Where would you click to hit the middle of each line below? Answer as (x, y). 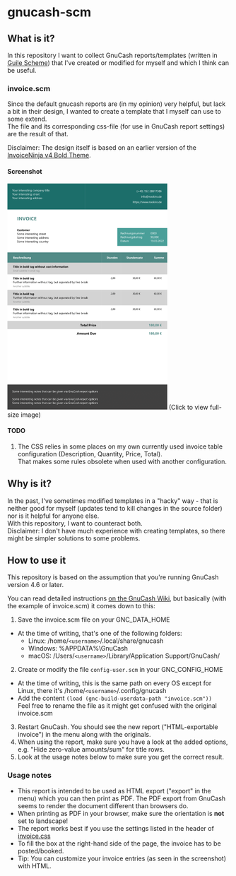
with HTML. (34, 865)
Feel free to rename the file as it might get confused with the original (117, 706)
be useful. (22, 70)
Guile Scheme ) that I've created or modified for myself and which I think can (118, 63)
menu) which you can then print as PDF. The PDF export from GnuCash (122, 798)
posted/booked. (41, 851)
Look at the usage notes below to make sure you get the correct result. (121, 757)
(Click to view (188, 407)
